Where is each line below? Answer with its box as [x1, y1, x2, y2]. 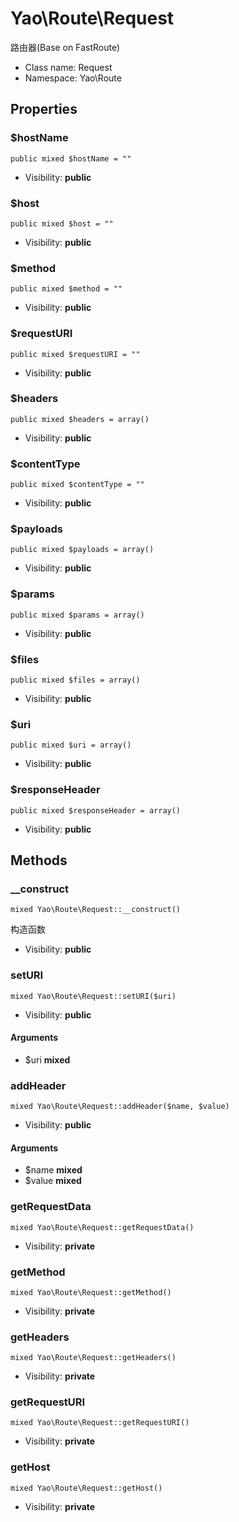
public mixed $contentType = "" [10, 480, 145, 490]
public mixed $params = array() [10, 610, 145, 620]
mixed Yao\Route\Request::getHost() [10, 1483, 163, 1493]
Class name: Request [24, 61, 113, 73]
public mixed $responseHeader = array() [10, 805, 182, 816]
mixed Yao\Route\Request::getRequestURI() [10, 1418, 190, 1428]
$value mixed [24, 1175, 82, 1187]
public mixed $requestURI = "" [10, 349, 141, 359]
